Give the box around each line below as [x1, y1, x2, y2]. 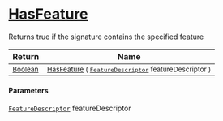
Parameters [8, 85, 49, 95]
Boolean [12, 64, 39, 74]
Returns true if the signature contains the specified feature [8, 32, 204, 41]
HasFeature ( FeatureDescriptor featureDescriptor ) [47, 64, 212, 74]
